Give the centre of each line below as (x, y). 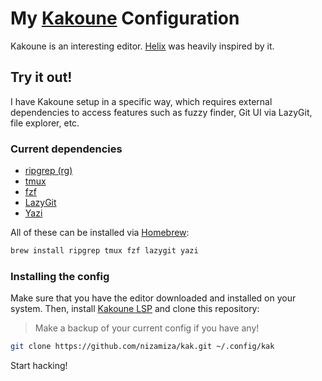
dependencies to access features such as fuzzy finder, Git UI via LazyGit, (161, 112)
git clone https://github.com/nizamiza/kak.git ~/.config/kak (142, 347)
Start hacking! (39, 366)
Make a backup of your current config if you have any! (147, 328)
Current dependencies (66, 149)
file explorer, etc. (45, 123)
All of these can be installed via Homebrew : (100, 233)
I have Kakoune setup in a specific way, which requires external (141, 101)
